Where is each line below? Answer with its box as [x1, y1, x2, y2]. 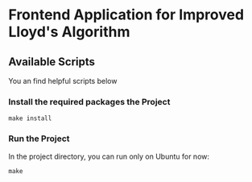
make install [8, 114, 52, 122]
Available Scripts [8, 55, 95, 68]
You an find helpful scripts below [8, 77, 118, 85]
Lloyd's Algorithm [8, 23, 130, 41]
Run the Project [8, 133, 70, 144]
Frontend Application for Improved [8, 6, 244, 24]
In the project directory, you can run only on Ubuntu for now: [8, 151, 210, 161]
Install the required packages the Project [8, 96, 171, 107]
